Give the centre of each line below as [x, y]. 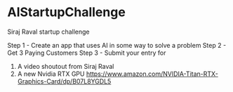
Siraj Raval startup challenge [48, 32]
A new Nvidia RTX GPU [51, 74]
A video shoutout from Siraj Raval [66, 66]
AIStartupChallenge [67, 12]
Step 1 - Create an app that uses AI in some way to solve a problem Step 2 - [117, 45]
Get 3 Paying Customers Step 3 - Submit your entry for [87, 53]
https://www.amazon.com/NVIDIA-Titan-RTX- [152, 74]
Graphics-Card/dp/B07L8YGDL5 [64, 81]
